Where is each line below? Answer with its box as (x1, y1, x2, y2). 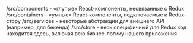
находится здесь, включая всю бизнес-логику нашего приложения (6, 30, 177, 37)
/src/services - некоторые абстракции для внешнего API (21, 18, 165, 24)
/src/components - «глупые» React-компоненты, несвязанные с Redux (6, 5, 185, 12)
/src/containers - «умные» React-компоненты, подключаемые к (6, 11, 167, 18)
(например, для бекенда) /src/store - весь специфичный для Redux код (6, 24, 187, 31)
